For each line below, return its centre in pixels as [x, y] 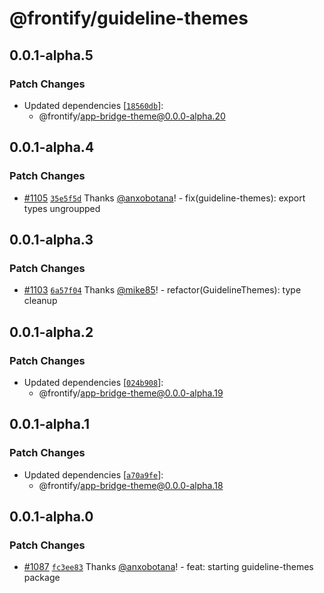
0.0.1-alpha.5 [51, 55]
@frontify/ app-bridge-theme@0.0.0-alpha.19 [131, 393]
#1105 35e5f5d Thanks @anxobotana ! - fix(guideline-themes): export [164, 198]
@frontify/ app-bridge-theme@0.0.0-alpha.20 [132, 116]
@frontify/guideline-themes [129, 18]
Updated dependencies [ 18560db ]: [93, 105]
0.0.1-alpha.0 [51, 517]
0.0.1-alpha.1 [50, 424]
